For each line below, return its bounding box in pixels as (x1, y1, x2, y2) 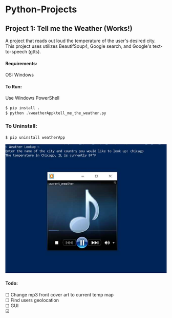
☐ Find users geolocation (5, 297, 59, 303)
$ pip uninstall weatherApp (5, 135, 66, 140)
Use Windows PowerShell (5, 95, 60, 101)
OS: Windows (5, 72, 34, 78)
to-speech (5, 49, 27, 54)
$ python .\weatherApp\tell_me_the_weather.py (5, 110, 106, 116)
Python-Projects (5, 4, 77, 15)
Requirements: (5, 60, 37, 66)
